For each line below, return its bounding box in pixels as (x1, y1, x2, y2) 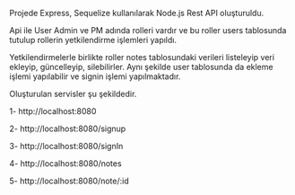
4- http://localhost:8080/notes (9, 158, 123, 169)
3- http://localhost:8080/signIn (9, 141, 124, 151)
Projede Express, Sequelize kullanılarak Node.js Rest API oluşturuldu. (9, 8, 265, 18)
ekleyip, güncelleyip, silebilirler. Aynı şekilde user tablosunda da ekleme (9, 62, 273, 72)
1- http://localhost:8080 (9, 106, 97, 116)
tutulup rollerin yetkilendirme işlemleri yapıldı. (9, 35, 178, 45)
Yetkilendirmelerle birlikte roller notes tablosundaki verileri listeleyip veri (9, 52, 275, 62)
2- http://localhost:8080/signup (9, 123, 126, 134)
